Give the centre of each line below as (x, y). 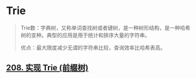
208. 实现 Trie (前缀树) (47, 68)
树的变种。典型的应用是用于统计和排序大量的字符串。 (85, 35)
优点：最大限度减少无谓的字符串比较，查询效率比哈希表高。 (93, 48)
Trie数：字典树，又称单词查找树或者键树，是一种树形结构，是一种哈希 (105, 28)
